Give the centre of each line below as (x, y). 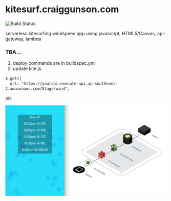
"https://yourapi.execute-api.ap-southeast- (69, 84)
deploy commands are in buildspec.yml (54, 63)
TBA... (14, 52)
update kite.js (27, 69)
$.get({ (14, 79)
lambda (33, 39)
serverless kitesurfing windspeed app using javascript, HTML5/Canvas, (81, 33)
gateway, (15, 39)
